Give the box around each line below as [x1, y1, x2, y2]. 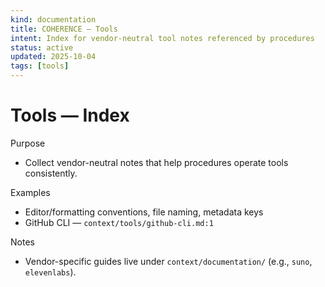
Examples [10, 186, 51, 198]
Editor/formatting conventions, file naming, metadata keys [24, 206, 264, 218]
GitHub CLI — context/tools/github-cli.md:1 [24, 216, 214, 228]
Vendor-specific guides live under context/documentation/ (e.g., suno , [24, 255, 313, 267]
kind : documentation [10, 14, 97, 25]
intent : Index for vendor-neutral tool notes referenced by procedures [10, 33, 315, 43]
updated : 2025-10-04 [10, 52, 97, 62]
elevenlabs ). [24, 266, 77, 278]
